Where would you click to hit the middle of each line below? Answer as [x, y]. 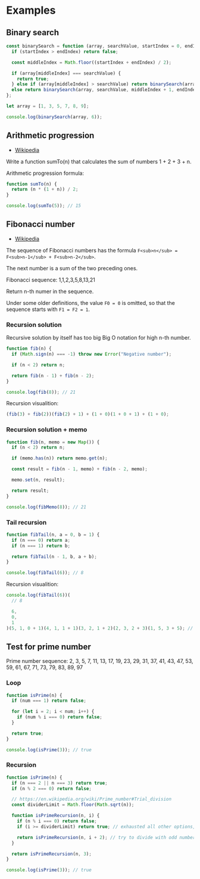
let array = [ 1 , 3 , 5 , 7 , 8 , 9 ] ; [48, 106]
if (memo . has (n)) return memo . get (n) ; [60, 458]
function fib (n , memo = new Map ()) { [53, 442]
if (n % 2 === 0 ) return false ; [52, 788]
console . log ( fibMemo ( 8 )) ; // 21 [46, 507]
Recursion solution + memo [47, 430]
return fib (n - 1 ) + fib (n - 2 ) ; [53, 376]
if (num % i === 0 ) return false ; [60, 717]
